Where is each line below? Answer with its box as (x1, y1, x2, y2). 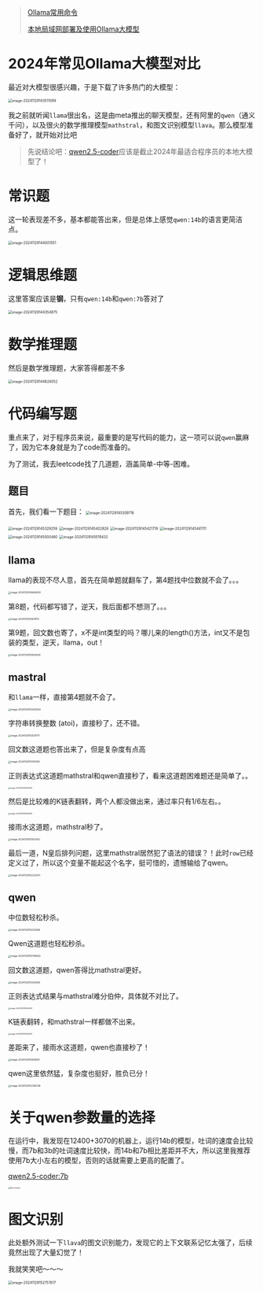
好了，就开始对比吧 (14, 130, 77, 139)
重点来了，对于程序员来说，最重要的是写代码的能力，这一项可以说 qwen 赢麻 (8, 432, 250, 441)
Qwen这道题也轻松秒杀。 (8, 939, 89, 948)
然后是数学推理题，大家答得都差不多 (8, 363, 126, 372)
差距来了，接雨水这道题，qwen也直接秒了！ (8, 1042, 151, 1051)
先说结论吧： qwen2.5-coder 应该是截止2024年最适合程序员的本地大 (27, 146, 247, 156)
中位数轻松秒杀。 (8, 913, 64, 922)
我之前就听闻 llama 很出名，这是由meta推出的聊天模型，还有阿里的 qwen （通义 (8, 110, 256, 120)
